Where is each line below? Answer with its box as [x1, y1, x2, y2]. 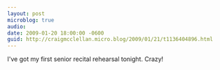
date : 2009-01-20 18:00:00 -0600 [7, 29, 104, 37]
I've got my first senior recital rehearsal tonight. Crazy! [7, 55, 164, 63]
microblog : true [7, 17, 54, 24]
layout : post [7, 10, 45, 17]
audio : [7, 23, 26, 30]
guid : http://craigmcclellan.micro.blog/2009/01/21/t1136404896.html [7, 36, 214, 43]
